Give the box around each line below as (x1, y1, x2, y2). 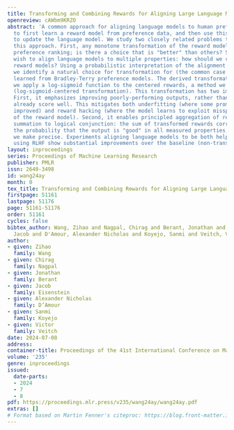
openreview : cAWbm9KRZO (7, 17, 77, 24)
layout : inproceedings (7, 146, 73, 153)
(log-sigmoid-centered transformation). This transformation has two (13, 88, 219, 95)
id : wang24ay (7, 172, 45, 179)
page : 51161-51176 (7, 205, 61, 212)
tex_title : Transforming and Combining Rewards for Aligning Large (7, 185, 208, 192)
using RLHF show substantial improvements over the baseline (13, 140, 195, 147)
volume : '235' (7, 353, 49, 361)
